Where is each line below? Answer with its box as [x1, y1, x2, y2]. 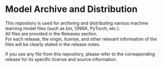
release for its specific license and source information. [5, 56, 117, 62]
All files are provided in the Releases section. [5, 30, 98, 36]
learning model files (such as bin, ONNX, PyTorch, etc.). [5, 25, 120, 31]
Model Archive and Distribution [5, 3, 137, 15]
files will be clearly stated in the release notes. [5, 41, 101, 47]
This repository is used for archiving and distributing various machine [5, 20, 148, 26]
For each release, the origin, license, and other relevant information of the [5, 36, 157, 42]
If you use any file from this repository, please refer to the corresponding [5, 51, 155, 57]
